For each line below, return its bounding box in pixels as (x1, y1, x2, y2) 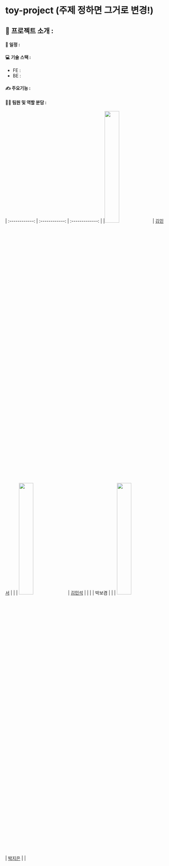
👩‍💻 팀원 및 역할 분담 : (5, 99, 47, 105)
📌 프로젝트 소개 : (5, 26, 54, 35)
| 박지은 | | (5, 855, 26, 861)
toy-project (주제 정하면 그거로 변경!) (5, 5, 154, 16)
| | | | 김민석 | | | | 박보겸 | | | (10, 590, 116, 596)
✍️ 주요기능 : (5, 85, 31, 91)
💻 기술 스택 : (5, 54, 31, 60)
